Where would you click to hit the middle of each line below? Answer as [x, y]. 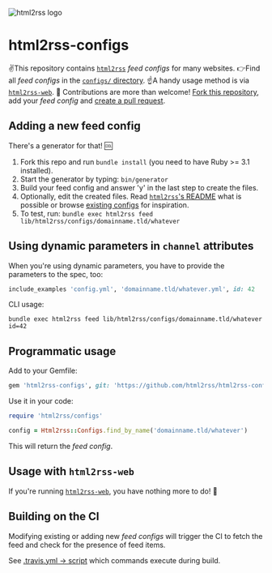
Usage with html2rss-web [72, 471]
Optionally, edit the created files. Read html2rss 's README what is [131, 196]
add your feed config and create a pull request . [87, 100]
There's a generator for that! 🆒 [61, 145]
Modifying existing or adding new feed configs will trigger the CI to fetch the [136, 536]
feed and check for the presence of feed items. [87, 545]
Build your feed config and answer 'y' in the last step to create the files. [139, 187]
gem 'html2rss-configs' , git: [59, 386]
